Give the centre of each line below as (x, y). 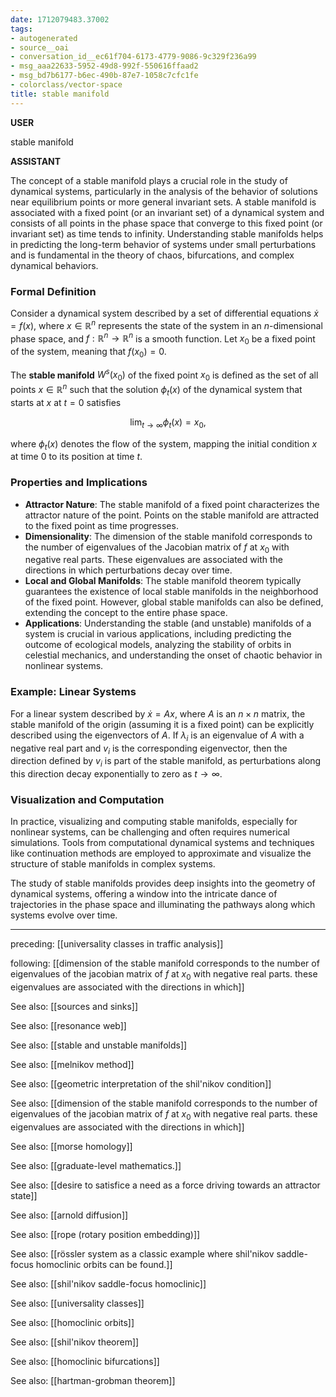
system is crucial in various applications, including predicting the (158, 634)
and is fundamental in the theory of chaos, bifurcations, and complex (152, 255)
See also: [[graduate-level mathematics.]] (96, 1165)
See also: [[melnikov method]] (72, 1065)
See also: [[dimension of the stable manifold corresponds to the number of (164, 1103)
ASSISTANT (36, 161)
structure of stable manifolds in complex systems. (113, 864)
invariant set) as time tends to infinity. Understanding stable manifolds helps (167, 233)
